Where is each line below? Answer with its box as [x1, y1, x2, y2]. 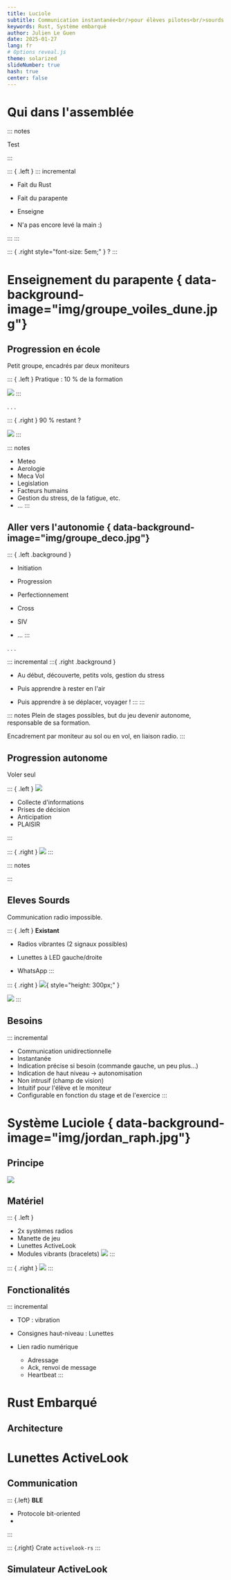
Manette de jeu [17, 1234, 61, 1243]
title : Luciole [7, 10, 51, 17]
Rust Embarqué [7, 1395, 98, 1411]
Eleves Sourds [7, 895, 71, 907]
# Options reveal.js [7, 49, 67, 56]
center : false [7, 74, 48, 82]
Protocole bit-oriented [17, 1509, 81, 1518]
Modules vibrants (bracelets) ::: [17, 1249, 115, 1258]
